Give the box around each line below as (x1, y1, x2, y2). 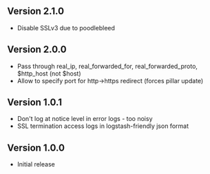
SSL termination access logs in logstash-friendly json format (17, 122, 189, 130)
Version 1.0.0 (7, 142, 65, 153)
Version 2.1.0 (7, 6, 64, 17)
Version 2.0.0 (7, 44, 67, 56)
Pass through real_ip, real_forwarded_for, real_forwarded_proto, (17, 62, 198, 70)
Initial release (17, 160, 55, 168)
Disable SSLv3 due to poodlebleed (17, 23, 116, 32)
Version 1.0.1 (7, 96, 63, 109)
